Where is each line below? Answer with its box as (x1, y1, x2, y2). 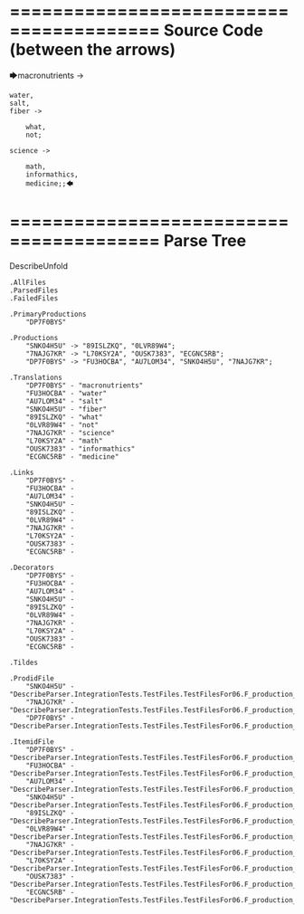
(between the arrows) (9, 40, 176, 60)
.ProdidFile (9, 673, 54, 683)
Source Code (163, 20, 264, 41)
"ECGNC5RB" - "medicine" (25, 452, 119, 462)
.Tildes (9, 658, 39, 667)
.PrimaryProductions (9, 309, 88, 319)
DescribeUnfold (9, 260, 69, 271)
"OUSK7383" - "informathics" (25, 444, 136, 453)
